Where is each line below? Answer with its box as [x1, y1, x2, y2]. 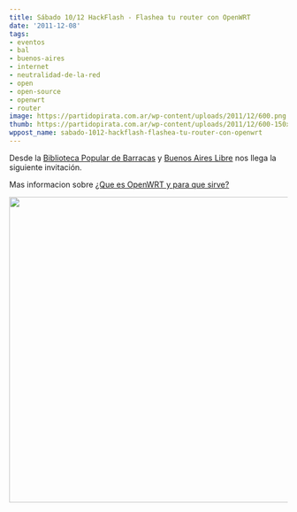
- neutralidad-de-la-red [9, 71, 101, 80]
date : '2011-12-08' [9, 21, 81, 30]
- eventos [9, 37, 46, 47]
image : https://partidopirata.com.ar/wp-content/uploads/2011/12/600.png [9, 112, 287, 120]
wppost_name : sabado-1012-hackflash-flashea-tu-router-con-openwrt [9, 128, 263, 137]
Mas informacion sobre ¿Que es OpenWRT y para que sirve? [9, 179, 230, 190]
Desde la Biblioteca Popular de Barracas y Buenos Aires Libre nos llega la [9, 152, 277, 163]
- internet [9, 63, 49, 72]
